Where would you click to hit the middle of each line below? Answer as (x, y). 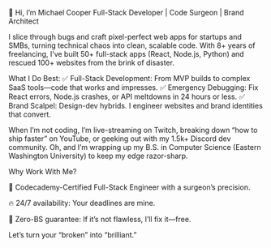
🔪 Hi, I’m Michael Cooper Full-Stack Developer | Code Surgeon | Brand (126, 13)
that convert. (30, 114)
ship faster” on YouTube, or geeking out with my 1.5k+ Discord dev (120, 139)
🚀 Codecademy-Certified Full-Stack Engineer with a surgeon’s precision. (129, 187)
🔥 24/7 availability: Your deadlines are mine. (82, 203)
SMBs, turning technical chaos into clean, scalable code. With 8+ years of (132, 45)
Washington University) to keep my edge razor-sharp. (98, 156)
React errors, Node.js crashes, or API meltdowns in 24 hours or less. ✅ (127, 96)
